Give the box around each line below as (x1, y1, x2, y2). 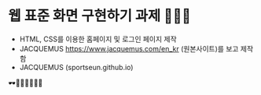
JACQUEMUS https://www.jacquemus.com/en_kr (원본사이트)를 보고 (19, 44, 239, 53)
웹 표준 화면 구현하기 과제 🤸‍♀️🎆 (8, 7, 191, 25)
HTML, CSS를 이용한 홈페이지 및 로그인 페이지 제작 (19, 34, 177, 44)
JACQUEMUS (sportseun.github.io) (19, 62, 134, 72)
